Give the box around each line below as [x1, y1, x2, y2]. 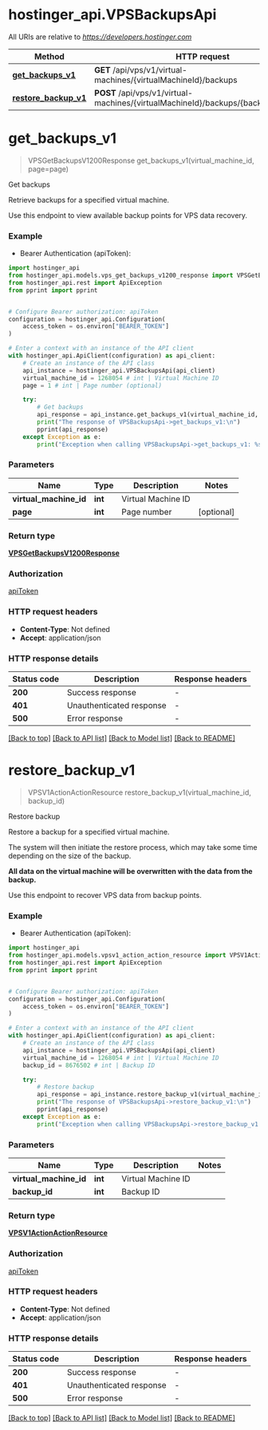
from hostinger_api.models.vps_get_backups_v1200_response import [8, 271, 234, 280]
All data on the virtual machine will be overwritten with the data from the [8, 866, 253, 875]
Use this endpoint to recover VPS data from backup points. [8, 890, 202, 899]
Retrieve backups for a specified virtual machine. [8, 195, 170, 204]
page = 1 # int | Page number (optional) [22, 381, 162, 389]
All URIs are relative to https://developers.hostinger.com [8, 32, 192, 41]
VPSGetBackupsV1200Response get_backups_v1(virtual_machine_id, [27, 156, 254, 165]
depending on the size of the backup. [8, 851, 132, 860]
